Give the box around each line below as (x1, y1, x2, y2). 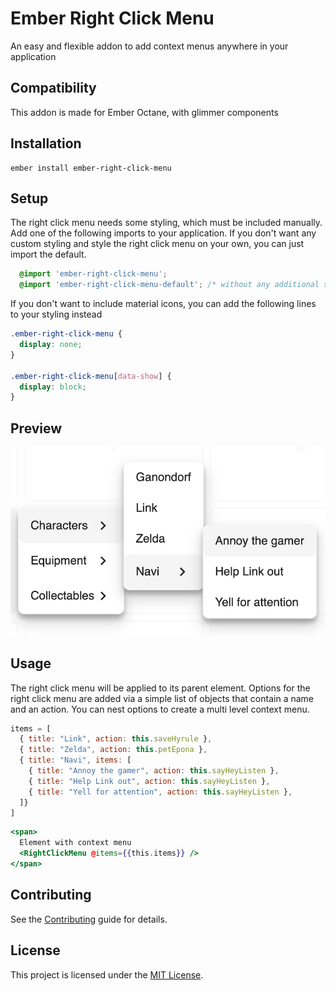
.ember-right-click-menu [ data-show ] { (10, 371, 172, 381)
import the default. (10, 248, 87, 261)
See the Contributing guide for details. (10, 913, 168, 925)
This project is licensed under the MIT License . (10, 968, 204, 981)
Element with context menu (19, 838, 132, 848)
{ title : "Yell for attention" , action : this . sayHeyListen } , (28, 787, 293, 797)
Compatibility (10, 80, 97, 97)
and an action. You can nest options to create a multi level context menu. (10, 703, 310, 715)
